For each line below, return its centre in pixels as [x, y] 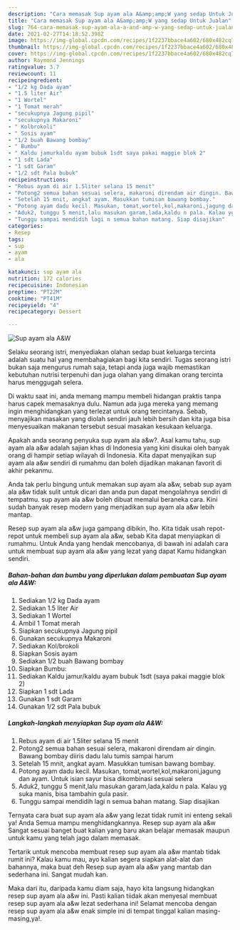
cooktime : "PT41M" [35, 299]
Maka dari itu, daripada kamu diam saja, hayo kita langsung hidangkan [111, 889]
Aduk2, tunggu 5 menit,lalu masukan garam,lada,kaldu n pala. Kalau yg [122, 786]
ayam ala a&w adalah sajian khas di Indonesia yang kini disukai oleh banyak [119, 448]
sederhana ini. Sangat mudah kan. [58, 874]
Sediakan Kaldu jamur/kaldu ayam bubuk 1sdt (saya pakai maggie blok [121, 676]
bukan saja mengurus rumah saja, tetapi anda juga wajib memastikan [109, 367]
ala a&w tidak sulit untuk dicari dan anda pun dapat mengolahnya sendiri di [118, 492]
